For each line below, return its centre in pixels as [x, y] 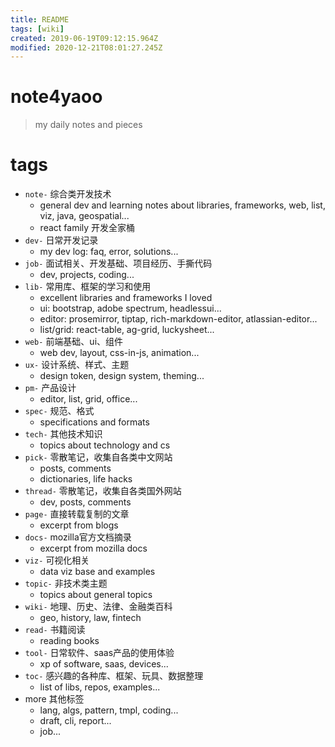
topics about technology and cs [105, 445]
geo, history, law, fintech [90, 618]
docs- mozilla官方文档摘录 [78, 537]
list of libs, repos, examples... [100, 687]
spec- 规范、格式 [59, 411]
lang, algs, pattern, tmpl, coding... [109, 710]
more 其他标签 [54, 699]
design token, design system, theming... [122, 376]
